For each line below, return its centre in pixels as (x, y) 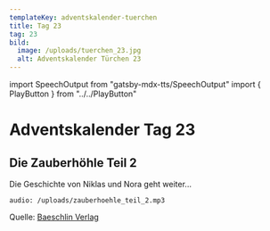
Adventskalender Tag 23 (102, 130)
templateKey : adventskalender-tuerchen (83, 17)
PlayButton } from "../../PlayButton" (73, 94)
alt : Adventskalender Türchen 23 (79, 59)
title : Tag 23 (36, 26)
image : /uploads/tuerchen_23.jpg (79, 51)
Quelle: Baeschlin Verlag (54, 217)
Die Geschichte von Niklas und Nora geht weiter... (100, 184)
